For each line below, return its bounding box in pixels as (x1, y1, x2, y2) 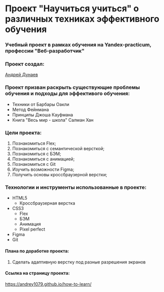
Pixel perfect (19, 226, 46, 232)
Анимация (19, 221, 41, 227)
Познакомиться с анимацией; (12, 156, 75, 162)
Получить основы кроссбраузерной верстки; (12, 172, 108, 177)
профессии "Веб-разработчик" (5, 48, 85, 54)
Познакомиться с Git (12, 161, 56, 167)
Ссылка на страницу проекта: (5, 270, 70, 276)
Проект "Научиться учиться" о (5, 3, 139, 14)
